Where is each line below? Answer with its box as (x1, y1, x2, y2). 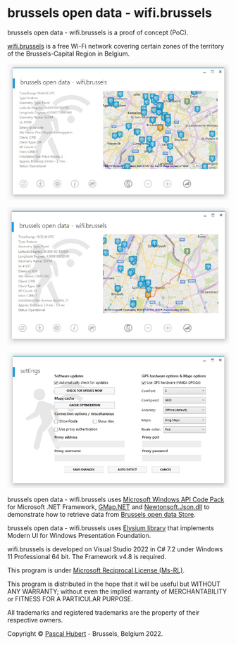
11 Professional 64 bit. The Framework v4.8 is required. (7, 552, 167, 561)
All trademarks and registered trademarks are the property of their (7, 608, 200, 617)
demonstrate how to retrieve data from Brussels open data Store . (7, 510, 196, 518)
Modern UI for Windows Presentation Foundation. (7, 531, 151, 539)
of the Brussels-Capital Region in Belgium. (7, 49, 130, 58)
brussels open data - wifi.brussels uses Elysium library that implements (7, 523, 215, 532)
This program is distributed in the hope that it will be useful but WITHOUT (7, 580, 221, 588)
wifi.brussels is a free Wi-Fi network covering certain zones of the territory (7, 42, 224, 50)
